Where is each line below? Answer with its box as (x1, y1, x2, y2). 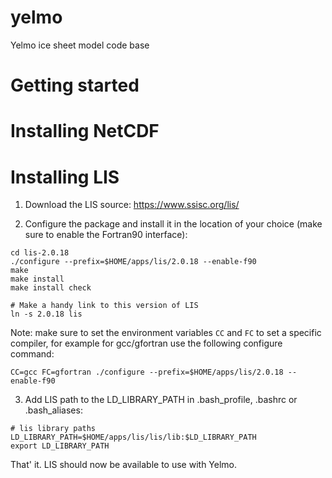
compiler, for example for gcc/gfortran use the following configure (10, 337, 283, 350)
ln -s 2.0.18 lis (10, 309, 83, 320)
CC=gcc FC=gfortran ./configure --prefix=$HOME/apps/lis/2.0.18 (10, 367, 284, 378)
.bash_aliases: (24, 404, 83, 416)
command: (10, 348, 55, 360)
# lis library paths (10, 424, 97, 434)
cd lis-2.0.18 (10, 248, 70, 258)
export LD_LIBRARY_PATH (10, 441, 110, 451)
